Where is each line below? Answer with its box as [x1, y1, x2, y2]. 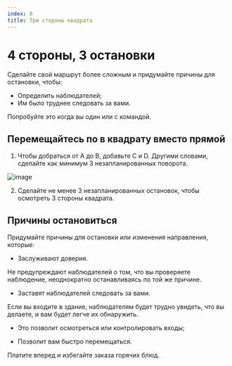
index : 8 [7, 10, 33, 18]
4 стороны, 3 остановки [7, 47, 155, 63]
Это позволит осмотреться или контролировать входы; [17, 324, 185, 332]
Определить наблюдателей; [17, 91, 102, 100]
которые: [7, 241, 35, 249]
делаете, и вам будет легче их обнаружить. [7, 310, 138, 319]
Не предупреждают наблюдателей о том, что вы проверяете [7, 268, 191, 277]
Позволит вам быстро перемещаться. [17, 337, 132, 346]
